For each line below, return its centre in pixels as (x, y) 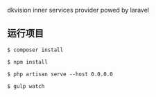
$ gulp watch (26, 86)
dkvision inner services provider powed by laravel (78, 10)
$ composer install (35, 50)
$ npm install (28, 62)
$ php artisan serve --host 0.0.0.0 (60, 74)
